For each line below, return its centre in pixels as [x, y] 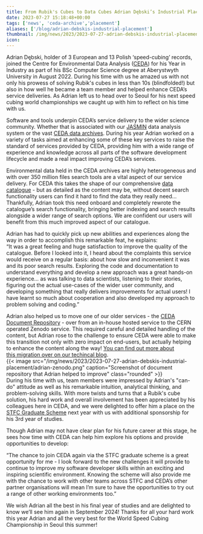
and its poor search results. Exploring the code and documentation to [92, 266]
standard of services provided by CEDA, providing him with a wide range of [100, 146]
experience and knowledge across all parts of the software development [97, 152]
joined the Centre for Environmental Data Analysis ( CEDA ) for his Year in [96, 63]
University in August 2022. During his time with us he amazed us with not [98, 77]
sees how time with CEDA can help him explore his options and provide [95, 437]
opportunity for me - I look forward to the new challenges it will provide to [98, 461]
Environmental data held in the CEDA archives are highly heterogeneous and [101, 171]
